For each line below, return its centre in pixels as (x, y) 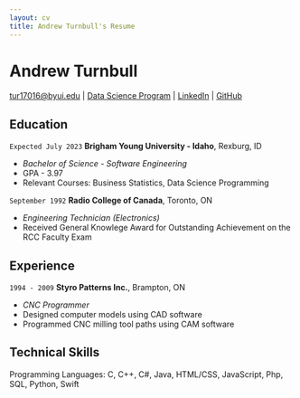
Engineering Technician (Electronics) (91, 218)
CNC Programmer (56, 305)
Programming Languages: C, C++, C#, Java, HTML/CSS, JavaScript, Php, (146, 374)
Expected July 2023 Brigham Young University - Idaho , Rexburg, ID (136, 147)
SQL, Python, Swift (44, 384)
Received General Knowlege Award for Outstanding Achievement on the (156, 228)
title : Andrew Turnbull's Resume (72, 26)
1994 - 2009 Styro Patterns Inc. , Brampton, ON (97, 288)
